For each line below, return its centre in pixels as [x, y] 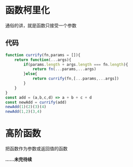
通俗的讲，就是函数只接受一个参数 [41, 25]
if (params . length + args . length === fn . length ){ [76, 64]
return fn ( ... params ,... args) [64, 69]
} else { [30, 74]
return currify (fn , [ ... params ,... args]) [76, 79]
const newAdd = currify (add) [36, 102]
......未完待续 [19, 159]
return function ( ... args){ [43, 60]
